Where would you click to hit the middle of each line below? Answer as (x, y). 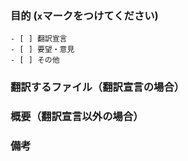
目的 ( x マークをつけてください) (84, 15)
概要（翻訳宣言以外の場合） (77, 117)
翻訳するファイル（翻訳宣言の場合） (97, 87)
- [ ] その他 (35, 60)
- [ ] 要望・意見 (42, 50)
